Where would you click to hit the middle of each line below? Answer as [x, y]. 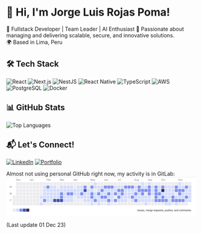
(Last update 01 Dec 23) [36, 225]
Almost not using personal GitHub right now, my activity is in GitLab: [91, 174]
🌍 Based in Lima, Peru [34, 42]
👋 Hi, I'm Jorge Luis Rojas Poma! [88, 12]
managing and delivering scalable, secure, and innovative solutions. [90, 35]
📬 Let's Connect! [40, 145]
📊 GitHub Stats [36, 108]
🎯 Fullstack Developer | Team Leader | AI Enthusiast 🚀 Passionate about [95, 29]
